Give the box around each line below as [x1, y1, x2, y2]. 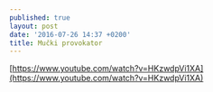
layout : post [9, 22, 59, 31]
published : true [9, 13, 70, 23]
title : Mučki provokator [9, 38, 103, 48]
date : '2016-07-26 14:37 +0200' [9, 30, 131, 39]
